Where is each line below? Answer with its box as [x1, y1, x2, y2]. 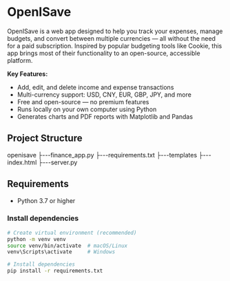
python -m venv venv [7, 235, 67, 242]
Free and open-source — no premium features [17, 97, 149, 106]
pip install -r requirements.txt [7, 267, 103, 275]
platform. [7, 56, 33, 64]
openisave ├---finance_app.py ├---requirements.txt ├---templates [7, 151, 198, 159]
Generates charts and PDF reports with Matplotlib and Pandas [17, 112, 194, 121]
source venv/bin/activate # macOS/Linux [7, 242, 128, 249]
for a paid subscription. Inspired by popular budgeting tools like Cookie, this [7, 41, 222, 50]
